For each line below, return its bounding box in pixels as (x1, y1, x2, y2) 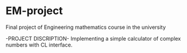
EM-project (5, 4, 63, 18)
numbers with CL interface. (5, 41, 73, 48)
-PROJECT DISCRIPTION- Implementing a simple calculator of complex (5, 35, 182, 42)
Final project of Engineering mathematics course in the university (5, 24, 166, 31)
